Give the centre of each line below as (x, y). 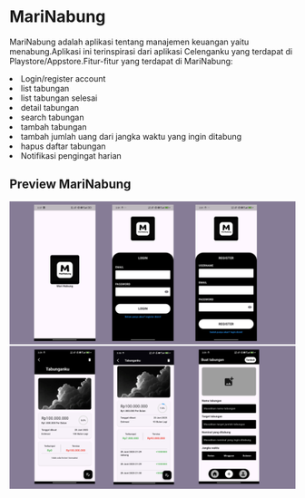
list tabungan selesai (59, 98)
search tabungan (53, 117)
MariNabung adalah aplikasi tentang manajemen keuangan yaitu (129, 42)
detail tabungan (50, 107)
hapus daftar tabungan (64, 146)
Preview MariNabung (70, 185)
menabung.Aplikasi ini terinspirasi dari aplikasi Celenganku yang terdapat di (151, 51)
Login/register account (64, 78)
